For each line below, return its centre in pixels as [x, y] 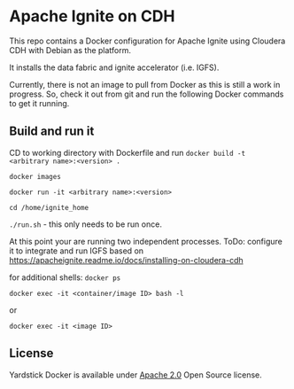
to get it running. [39, 103]
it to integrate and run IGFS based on [77, 251]
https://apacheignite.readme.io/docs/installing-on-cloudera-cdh [126, 260]
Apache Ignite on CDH [92, 16]
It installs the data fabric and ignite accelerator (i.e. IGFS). [114, 67]
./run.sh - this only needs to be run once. [85, 224]
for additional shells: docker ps [65, 277]
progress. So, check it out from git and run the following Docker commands [147, 94]
